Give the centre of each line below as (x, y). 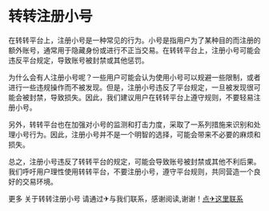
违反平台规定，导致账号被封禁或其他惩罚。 (78, 60)
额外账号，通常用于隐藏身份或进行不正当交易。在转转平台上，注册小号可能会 (134, 50)
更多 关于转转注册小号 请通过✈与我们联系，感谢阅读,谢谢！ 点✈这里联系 (126, 198)
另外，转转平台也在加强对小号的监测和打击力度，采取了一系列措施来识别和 (131, 124)
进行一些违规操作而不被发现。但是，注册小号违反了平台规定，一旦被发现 (127, 87)
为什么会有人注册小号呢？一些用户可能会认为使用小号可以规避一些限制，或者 (134, 77)
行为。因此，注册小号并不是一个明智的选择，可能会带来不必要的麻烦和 (145, 134)
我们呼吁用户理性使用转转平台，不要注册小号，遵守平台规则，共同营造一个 (131, 171)
